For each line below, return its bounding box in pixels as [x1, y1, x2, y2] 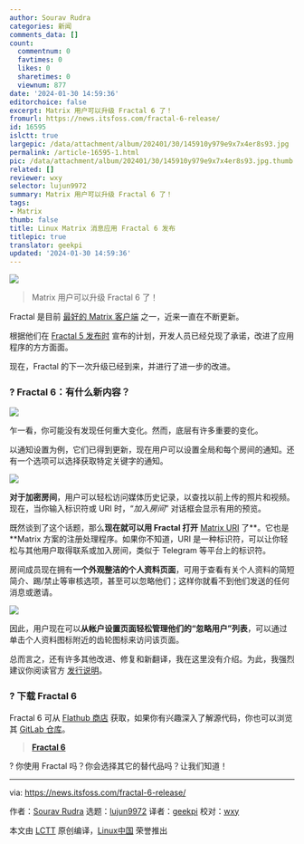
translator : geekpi [9, 241, 83, 250]
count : [9, 38, 34, 48]
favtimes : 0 [17, 55, 63, 64]
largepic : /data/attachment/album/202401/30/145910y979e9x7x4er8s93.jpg [9, 139, 290, 149]
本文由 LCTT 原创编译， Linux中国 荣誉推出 [9, 825, 168, 836]
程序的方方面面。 [9, 341, 73, 353]
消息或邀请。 [9, 587, 57, 598]
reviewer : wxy [9, 173, 63, 182]
